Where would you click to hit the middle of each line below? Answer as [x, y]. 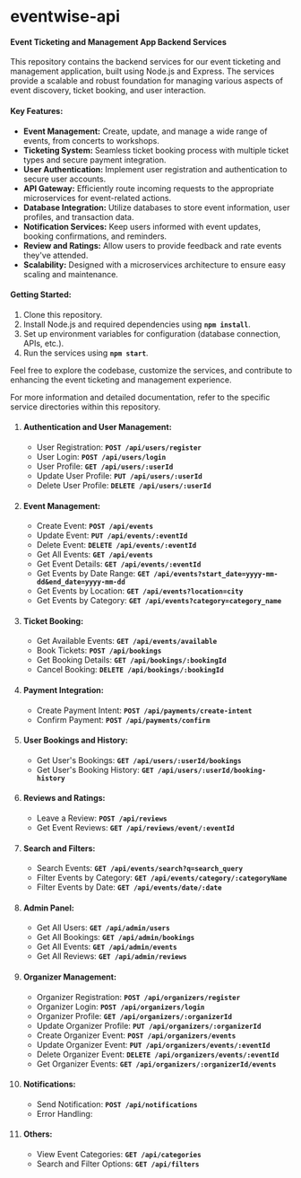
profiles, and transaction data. [78, 216]
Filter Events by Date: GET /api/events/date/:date [129, 887]
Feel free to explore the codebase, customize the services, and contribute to [151, 370]
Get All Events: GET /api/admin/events [107, 947]
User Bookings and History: [75, 740]
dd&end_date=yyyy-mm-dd [81, 582]
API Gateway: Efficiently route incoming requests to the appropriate [148, 188]
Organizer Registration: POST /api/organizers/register [138, 997]
